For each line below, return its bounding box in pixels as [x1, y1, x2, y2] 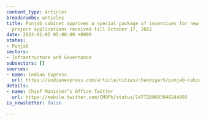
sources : [6, 65, 29, 72]
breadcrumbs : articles [6, 15, 64, 21]
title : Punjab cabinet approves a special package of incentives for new [6, 20, 199, 26]
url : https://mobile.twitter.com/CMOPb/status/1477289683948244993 [12, 94, 188, 100]
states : [6, 37, 26, 43]
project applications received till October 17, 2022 [12, 26, 152, 32]
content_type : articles [6, 9, 67, 15]
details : [6, 83, 29, 89]
